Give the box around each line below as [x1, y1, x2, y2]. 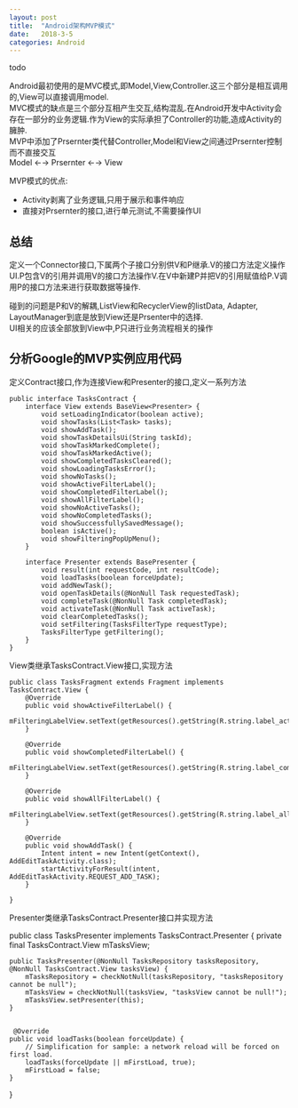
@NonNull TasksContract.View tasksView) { [9, 964, 169, 974]
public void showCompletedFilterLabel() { [25, 748, 184, 757]
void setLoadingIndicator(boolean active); [41, 410, 204, 419]
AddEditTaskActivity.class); [9, 856, 117, 865]
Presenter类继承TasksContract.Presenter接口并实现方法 [9, 912, 214, 923]
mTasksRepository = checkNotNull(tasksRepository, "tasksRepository [25, 972, 284, 981]
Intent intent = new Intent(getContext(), [41, 848, 200, 858]
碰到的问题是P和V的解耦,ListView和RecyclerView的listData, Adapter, [9, 301, 259, 311]
